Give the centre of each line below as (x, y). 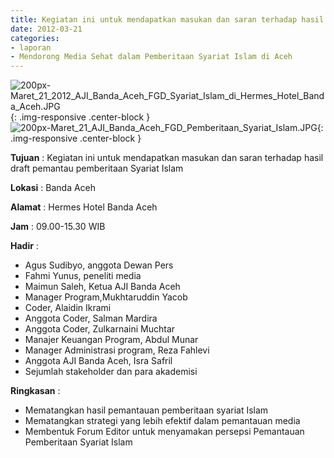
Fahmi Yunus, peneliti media (83, 276)
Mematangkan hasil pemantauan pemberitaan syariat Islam (146, 410)
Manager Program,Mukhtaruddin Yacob (106, 297)
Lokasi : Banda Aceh (53, 188)
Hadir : (24, 246)
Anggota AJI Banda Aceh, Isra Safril (98, 361)
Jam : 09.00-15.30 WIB (58, 227)
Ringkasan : (35, 391)
